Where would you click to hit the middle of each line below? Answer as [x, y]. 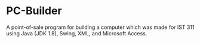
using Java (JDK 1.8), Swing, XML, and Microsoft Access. [77, 33]
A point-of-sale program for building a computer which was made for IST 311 [100, 27]
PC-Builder [34, 11]
